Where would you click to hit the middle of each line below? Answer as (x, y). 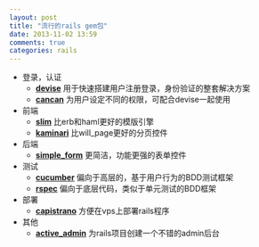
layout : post (33, 17)
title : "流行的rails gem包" (59, 26)
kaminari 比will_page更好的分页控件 (101, 133)
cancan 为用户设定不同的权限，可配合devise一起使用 (133, 100)
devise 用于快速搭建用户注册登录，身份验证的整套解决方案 (143, 88)
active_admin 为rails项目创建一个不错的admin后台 (127, 234)
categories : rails (43, 51)
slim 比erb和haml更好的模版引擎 (94, 122)
